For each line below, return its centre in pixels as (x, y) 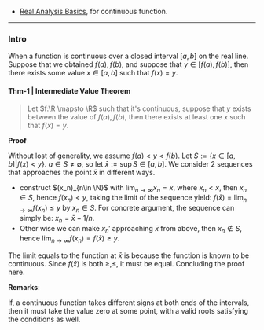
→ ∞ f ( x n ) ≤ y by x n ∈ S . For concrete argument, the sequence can (127, 209)
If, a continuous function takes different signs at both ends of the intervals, (129, 302)
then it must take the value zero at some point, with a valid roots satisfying (128, 311)
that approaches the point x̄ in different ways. (82, 172)
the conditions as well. (44, 319)
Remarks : (24, 288)
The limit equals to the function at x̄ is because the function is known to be (129, 255)
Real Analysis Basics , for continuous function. (93, 11)
